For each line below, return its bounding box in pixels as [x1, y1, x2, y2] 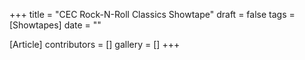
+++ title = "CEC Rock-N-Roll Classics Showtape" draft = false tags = [9, 9, 296, 20]
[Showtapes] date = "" [9, 19, 102, 31]
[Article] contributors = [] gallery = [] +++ [9, 39, 181, 50]
